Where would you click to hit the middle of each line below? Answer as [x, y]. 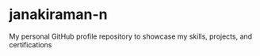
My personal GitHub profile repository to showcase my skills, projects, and [131, 36]
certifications [31, 44]
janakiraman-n [58, 15]
